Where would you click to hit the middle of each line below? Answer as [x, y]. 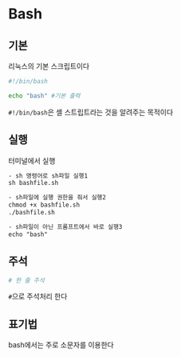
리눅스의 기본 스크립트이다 [49, 66]
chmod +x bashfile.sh [44, 205]
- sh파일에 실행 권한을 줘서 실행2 [57, 198]
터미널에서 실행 [32, 160]
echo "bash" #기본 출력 [45, 96]
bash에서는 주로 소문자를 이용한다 [61, 345]
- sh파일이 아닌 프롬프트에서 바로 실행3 [65, 227]
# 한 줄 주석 [27, 280]
